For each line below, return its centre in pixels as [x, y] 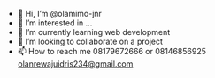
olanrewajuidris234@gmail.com [75, 64]
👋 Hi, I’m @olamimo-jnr [59, 14]
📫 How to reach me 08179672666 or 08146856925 [111, 51]
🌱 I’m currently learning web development [94, 32]
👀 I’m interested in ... [55, 23]
